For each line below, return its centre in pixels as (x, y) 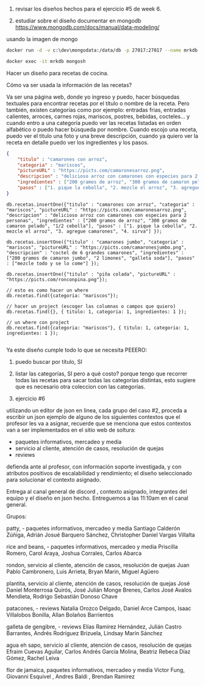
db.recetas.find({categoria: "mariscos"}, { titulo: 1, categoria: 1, (98, 328)
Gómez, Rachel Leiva (33, 658)
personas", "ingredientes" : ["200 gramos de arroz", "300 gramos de (97, 221)
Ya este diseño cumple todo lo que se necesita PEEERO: (77, 350)
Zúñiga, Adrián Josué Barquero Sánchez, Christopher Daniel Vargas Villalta (101, 535)
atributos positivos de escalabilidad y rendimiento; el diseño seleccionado (99, 473)
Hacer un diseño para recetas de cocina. (57, 73)
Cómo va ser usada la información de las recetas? (69, 85)
